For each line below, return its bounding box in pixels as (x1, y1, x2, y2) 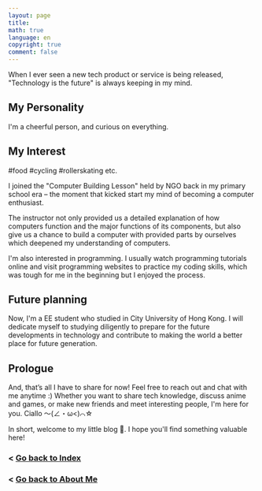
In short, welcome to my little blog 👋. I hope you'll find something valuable (8, 425, 248, 434)
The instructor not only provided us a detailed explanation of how (8, 213, 220, 222)
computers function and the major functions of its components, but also (8, 221, 242, 231)
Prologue (8, 362, 54, 375)
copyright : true (8, 41, 61, 49)
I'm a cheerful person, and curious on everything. (8, 121, 169, 131)
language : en (8, 33, 51, 42)
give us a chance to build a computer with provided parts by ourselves (8, 229, 237, 239)
